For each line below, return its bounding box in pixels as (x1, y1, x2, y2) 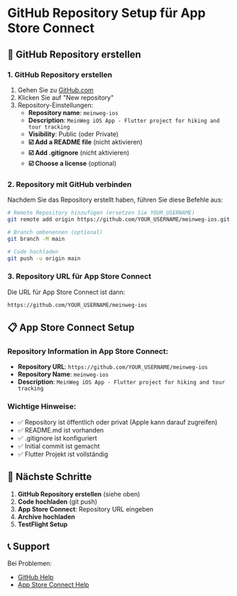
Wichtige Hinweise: (7, 401, 77, 411)
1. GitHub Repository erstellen (7, 70, 112, 80)
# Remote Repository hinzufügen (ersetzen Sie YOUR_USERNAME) (7, 210, 195, 217)
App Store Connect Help (17, 580, 89, 589)
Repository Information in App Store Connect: (7, 347, 169, 357)
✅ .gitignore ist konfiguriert (17, 433, 97, 442)
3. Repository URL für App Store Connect (7, 271, 151, 281)
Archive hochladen (17, 512, 76, 521)
